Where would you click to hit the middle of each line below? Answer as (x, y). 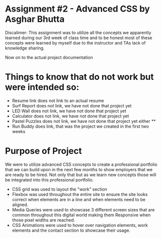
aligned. (20, 205)
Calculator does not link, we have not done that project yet (71, 116)
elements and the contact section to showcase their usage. (71, 230)
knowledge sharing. (25, 48)
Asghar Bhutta (35, 19)
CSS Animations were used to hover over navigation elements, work (80, 225)
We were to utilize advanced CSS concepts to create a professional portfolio (81, 164)
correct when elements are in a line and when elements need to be (79, 199)
